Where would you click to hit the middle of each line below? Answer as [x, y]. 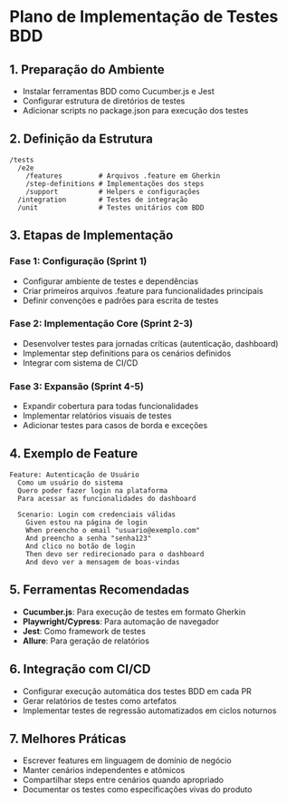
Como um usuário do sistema [71, 483]
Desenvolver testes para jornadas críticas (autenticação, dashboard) [150, 343]
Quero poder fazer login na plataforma [93, 490]
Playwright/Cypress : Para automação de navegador [120, 621]
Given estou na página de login [86, 522]
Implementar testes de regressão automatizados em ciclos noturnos [149, 711]
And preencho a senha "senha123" [89, 538]
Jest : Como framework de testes [84, 631]
